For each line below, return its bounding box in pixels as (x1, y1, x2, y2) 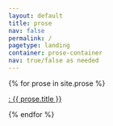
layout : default (8, 11, 63, 20)
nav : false (8, 26, 45, 35)
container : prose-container (8, 49, 103, 57)
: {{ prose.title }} (8, 94, 62, 104)
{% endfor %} (8, 109, 55, 119)
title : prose (8, 19, 52, 27)
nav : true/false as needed (8, 57, 99, 65)
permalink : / (8, 34, 52, 43)
